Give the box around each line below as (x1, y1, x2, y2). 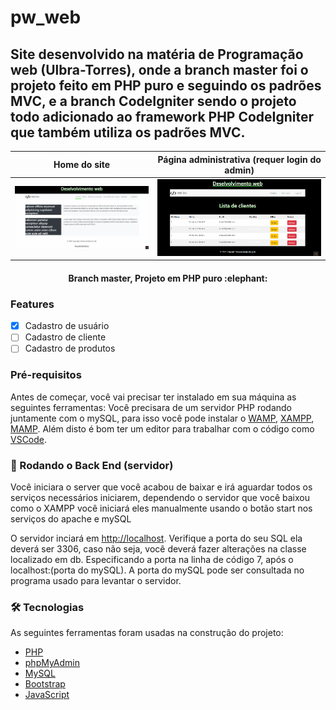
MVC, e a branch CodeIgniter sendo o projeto (10, 92, 297, 110)
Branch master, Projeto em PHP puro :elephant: (68, 272, 268, 284)
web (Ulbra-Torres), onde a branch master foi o (10, 61, 309, 78)
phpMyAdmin (24, 657, 81, 669)
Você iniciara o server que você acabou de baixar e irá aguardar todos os (10, 481, 313, 493)
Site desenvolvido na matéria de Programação (10, 46, 304, 63)
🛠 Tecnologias (10, 600, 85, 614)
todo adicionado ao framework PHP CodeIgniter (10, 108, 315, 125)
